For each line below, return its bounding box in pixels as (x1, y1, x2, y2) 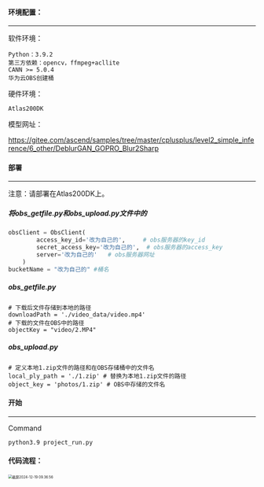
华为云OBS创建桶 (8, 75, 54, 83)
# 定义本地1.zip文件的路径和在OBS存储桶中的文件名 (8, 363, 155, 371)
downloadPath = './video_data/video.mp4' (8, 311, 146, 319)
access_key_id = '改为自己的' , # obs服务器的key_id (36, 236, 206, 244)
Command (8, 423, 42, 433)
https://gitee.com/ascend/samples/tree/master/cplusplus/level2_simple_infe (8, 135, 255, 145)
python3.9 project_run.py (8, 438, 93, 446)
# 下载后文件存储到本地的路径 (8, 304, 92, 312)
